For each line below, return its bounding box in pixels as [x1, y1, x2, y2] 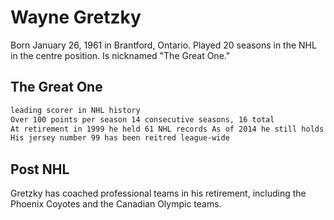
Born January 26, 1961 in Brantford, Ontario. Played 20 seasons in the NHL [10, 39, 317, 51]
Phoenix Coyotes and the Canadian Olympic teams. [10, 198, 222, 210]
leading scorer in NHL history [10, 105, 141, 115]
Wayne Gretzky [10, 6, 142, 29]
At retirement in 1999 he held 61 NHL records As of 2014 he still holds [10, 124, 325, 134]
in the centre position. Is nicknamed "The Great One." [10, 49, 231, 61]
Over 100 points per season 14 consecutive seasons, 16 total [10, 114, 275, 125]
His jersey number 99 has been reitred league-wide [10, 133, 230, 143]
